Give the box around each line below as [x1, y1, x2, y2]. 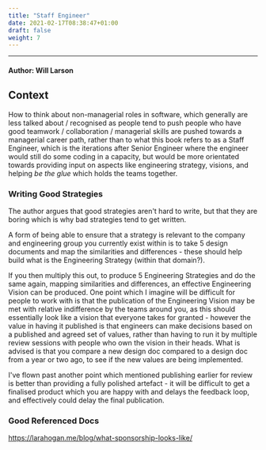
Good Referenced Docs [8, 415, 100, 426]
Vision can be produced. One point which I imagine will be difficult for [8, 287, 236, 297]
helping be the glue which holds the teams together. [8, 168, 178, 178]
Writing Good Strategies [8, 188, 103, 199]
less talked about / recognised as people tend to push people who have [8, 118, 241, 128]
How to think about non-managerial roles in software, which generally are [8, 109, 248, 119]
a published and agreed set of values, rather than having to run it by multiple [8, 330, 257, 339]
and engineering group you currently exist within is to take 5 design [8, 238, 228, 248]
